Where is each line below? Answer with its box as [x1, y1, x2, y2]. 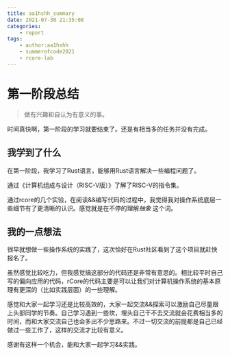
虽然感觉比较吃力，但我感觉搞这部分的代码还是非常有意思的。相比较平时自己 [7, 269, 223, 277]
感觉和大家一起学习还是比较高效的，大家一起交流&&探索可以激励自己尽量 [7, 300, 214, 308]
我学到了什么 [7, 147, 62, 158]
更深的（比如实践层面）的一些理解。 [18, 286, 121, 294]
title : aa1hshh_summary [7, 10, 75, 17]
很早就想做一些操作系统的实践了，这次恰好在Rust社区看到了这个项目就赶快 [7, 245, 218, 254]
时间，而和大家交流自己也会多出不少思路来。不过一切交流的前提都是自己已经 [7, 317, 223, 326]
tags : [7, 36, 23, 42]
